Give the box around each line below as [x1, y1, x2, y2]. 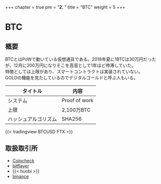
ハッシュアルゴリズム [7, 116, 57, 122]
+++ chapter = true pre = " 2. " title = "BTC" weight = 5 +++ [5, 4, 125, 10]
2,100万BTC [61, 107, 91, 113]
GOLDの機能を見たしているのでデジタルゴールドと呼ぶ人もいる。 [5, 75, 138, 80]
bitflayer [12, 163, 30, 169]
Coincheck [12, 157, 35, 163]
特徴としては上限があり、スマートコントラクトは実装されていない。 [5, 69, 143, 74]
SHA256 [61, 115, 82, 122]
